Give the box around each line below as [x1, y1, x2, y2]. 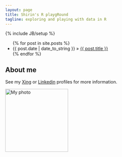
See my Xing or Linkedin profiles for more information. [5, 79, 117, 85]
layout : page [5, 7, 33, 13]
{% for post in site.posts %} [12, 40, 70, 46]
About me [5, 65, 37, 74]
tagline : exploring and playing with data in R [5, 17, 107, 22]
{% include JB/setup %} [5, 31, 55, 37]
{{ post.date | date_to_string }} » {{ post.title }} [12, 46, 108, 52]
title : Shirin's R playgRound [5, 12, 69, 17]
